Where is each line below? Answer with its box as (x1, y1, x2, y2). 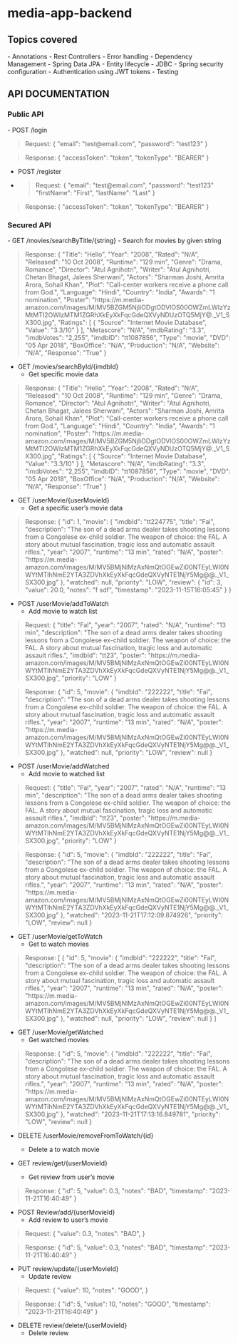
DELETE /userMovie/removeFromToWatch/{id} (17, 1131, 154, 1140)
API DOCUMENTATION (7, 88, 110, 101)
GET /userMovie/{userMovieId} (17, 495, 110, 504)
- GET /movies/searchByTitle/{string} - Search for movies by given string (7, 236, 222, 245)
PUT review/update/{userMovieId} (17, 1264, 119, 1273)
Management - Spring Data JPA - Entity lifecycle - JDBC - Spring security (7, 60, 224, 68)
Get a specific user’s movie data (28, 503, 123, 512)
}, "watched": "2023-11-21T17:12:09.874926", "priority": (60, 910, 223, 919)
